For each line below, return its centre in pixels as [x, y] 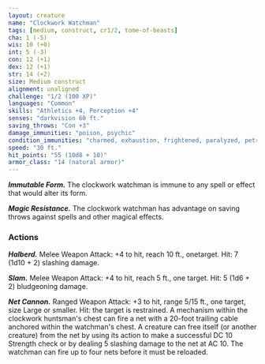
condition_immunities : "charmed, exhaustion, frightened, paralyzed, [125, 140]
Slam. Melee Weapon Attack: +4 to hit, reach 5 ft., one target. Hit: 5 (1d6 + [129, 278]
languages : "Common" [42, 103]
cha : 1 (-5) [28, 38]
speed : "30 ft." [35, 148]
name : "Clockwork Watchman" [54, 23]
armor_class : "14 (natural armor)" [67, 163]
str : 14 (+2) [30, 74]
